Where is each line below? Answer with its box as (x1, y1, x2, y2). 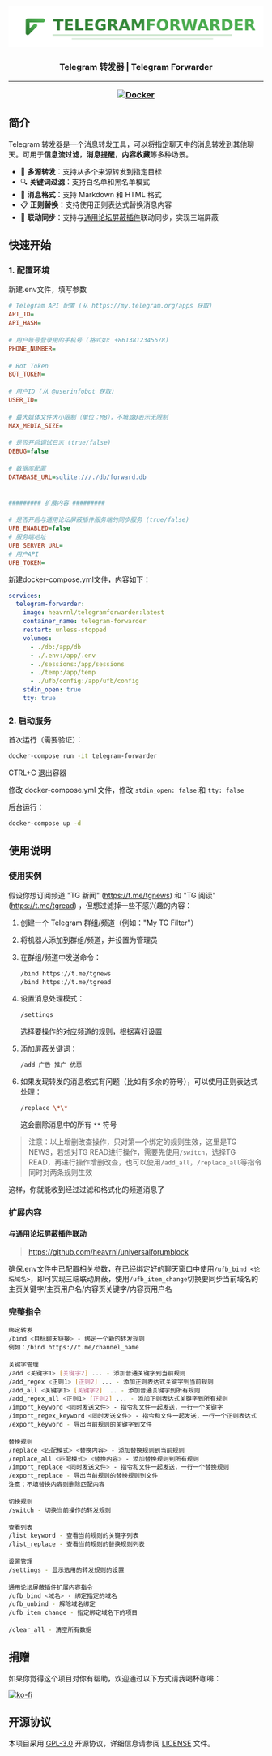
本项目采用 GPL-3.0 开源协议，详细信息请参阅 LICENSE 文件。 (8, 1738, 215, 1748)
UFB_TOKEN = (8, 558, 45, 566)
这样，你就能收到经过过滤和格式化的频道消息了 (8, 1185, 164, 1194)
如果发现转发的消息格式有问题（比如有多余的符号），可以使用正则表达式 (19, 1077, 258, 1087)
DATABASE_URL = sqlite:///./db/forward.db (8, 473, 147, 481)
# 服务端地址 (8, 533, 46, 541)
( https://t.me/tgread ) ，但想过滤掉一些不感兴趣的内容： (8, 900, 193, 910)
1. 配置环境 (8, 265, 50, 276)
